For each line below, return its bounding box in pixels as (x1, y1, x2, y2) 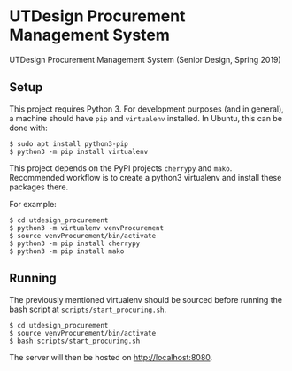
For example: (9, 198, 58, 209)
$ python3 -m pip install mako (9, 246, 125, 256)
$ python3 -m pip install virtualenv (9, 147, 149, 156)
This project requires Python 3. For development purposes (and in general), (9, 104, 285, 114)
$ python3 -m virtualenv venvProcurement (9, 223, 165, 232)
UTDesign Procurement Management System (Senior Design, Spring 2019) (9, 54, 281, 65)
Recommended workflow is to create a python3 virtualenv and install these (9, 172, 282, 182)
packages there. (9, 182, 69, 192)
